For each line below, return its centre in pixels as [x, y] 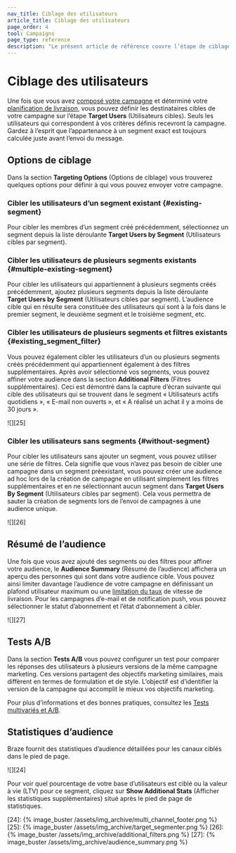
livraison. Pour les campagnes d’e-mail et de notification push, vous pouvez [117, 598]
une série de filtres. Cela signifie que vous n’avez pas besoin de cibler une [115, 463]
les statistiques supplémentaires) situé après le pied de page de [100, 799]
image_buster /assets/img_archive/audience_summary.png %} [98, 842]
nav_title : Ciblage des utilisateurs [63, 14]
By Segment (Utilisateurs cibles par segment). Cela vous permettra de [109, 493]
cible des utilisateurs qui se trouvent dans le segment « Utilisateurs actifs [113, 394]
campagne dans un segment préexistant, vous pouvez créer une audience [115, 471]
